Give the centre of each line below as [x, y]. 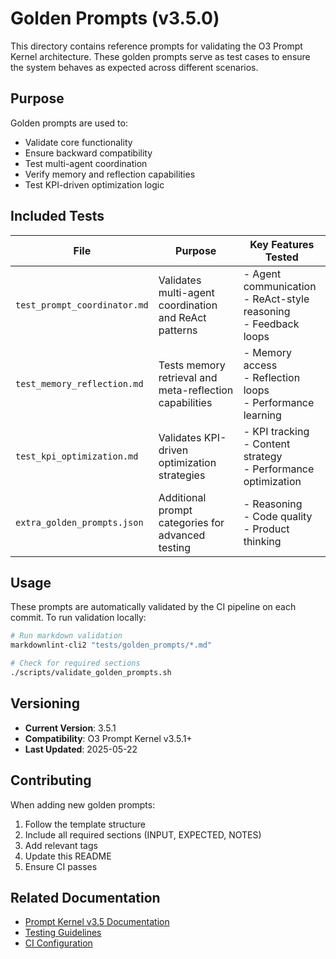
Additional [182, 497]
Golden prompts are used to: [69, 123]
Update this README [68, 856]
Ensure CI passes [61, 866]
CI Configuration [58, 943]
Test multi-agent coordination [86, 163]
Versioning [45, 703]
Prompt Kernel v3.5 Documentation [97, 922]
